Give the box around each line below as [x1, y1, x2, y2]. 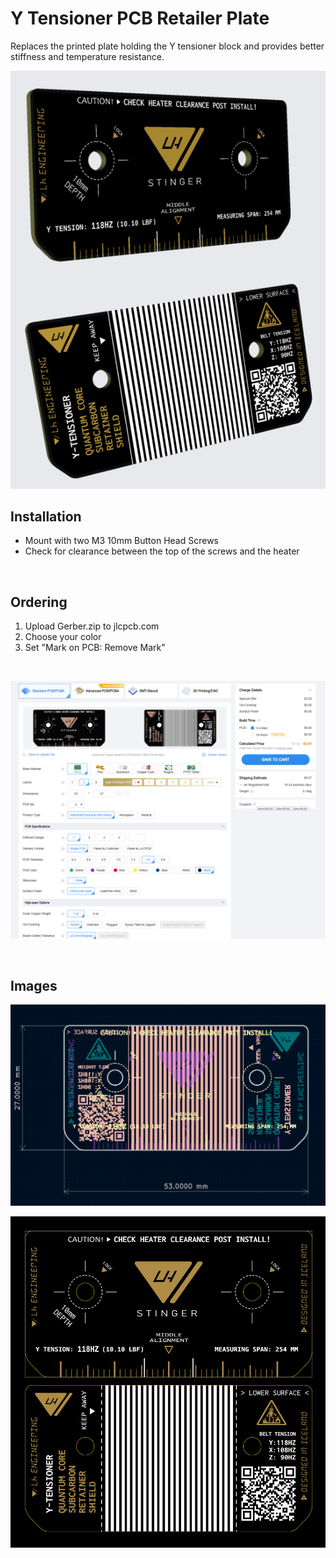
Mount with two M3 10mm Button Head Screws [24, 535, 220, 547]
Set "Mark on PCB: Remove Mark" [24, 642, 166, 654]
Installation [10, 508, 82, 525]
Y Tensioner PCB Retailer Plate [10, 7, 270, 30]
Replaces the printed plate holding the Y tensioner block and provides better [10, 40, 325, 52]
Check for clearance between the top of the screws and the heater [24, 545, 300, 557]
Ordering [10, 593, 68, 611]
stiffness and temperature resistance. [10, 50, 165, 62]
